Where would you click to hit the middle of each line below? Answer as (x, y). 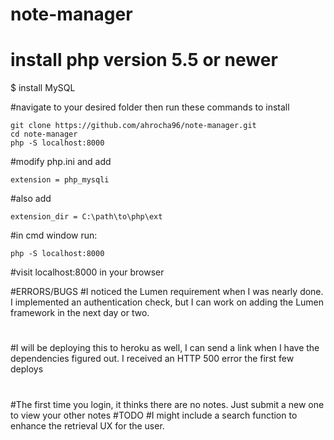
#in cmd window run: (54, 235)
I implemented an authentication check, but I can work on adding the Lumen (167, 302)
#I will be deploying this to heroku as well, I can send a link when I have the (165, 348)
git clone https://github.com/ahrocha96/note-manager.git (133, 126)
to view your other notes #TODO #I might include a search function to (154, 415)
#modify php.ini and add (61, 162)
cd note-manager (44, 134)
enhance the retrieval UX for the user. (87, 425)
